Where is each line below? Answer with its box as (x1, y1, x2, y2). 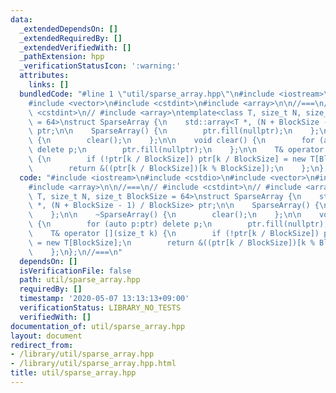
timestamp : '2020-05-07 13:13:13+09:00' (19, 294, 190, 304)
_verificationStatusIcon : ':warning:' (19, 61, 182, 71)
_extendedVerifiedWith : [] (19, 42, 132, 53)
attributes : (19, 71, 70, 81)
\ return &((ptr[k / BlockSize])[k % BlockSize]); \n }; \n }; (28, 163, 329, 173)
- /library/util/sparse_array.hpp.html (10, 359, 177, 369)
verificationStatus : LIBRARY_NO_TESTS (19, 303, 182, 313)
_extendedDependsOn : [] (19, 24, 118, 34)
